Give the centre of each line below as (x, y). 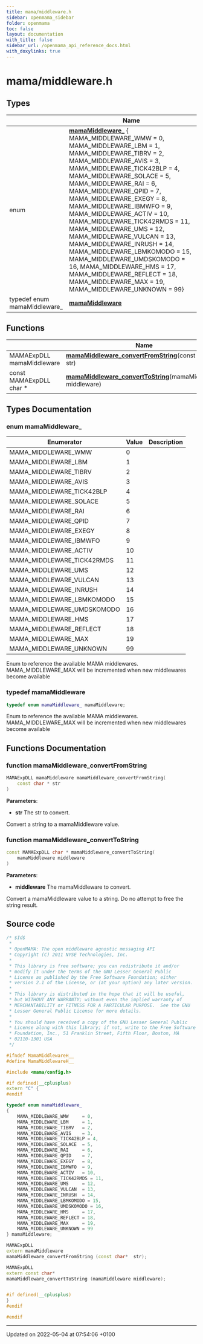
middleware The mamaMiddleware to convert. (73, 887)
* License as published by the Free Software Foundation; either (93, 977)
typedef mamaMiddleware (46, 692)
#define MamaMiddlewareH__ (40, 1061)
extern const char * (31, 1273)
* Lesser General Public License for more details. (75, 1011)
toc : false (20, 29)
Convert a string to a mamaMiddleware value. (63, 824)
